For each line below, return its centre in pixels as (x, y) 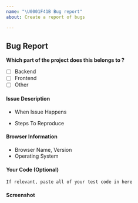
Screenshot (21, 195)
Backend (25, 72)
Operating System (36, 156)
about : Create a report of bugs (46, 17)
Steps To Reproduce (39, 123)
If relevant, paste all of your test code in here (69, 182)
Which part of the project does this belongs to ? (65, 60)
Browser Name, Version (43, 149)
